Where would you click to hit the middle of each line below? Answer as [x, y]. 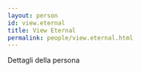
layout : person [33, 15]
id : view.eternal [36, 23]
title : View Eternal [42, 30]
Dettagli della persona [44, 60]
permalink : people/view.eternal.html [70, 38]
